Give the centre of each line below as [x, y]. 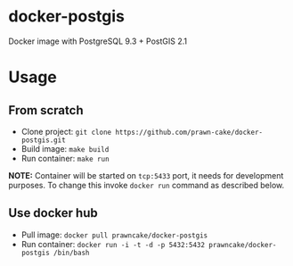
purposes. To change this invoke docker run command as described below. [146, 185]
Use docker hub [53, 213]
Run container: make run [65, 158]
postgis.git [43, 140]
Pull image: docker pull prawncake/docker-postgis [114, 235]
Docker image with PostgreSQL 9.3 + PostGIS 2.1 [98, 41]
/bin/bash [72, 253]
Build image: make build [65, 148]
